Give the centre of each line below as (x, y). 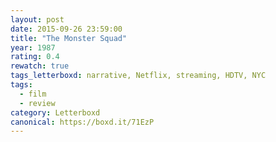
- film (33, 94)
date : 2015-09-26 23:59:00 (66, 29)
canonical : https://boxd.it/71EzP (82, 122)
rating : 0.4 (35, 57)
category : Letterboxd (55, 112)
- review (37, 103)
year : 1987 (33, 47)
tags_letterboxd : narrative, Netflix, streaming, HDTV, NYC (138, 76)
